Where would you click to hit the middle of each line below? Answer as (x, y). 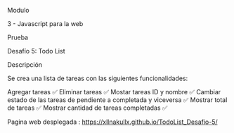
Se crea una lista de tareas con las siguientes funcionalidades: (98, 78)
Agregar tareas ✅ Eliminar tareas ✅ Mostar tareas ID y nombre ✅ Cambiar (114, 92)
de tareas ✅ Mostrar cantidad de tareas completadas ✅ (87, 108)
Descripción (25, 65)
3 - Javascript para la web (45, 24)
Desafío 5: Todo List (36, 51)
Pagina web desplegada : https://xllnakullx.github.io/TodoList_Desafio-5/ (112, 122)
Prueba (18, 37)
